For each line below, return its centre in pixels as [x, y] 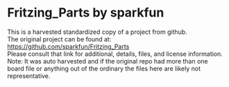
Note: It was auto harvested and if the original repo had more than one [108, 61]
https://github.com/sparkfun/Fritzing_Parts [68, 46]
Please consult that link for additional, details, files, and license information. [115, 54]
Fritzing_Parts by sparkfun [86, 13]
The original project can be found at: [59, 39]
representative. [29, 76]
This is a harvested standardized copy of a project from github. [97, 32]
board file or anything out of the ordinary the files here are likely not [104, 68]
